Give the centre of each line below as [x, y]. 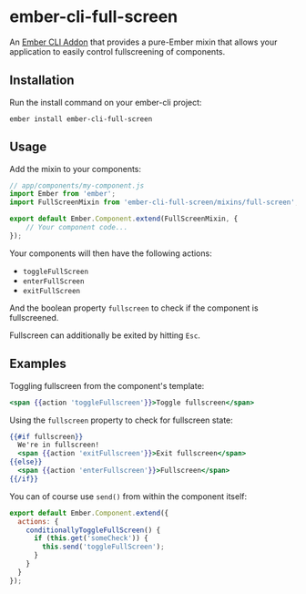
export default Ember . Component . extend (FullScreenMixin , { [124, 219]
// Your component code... [77, 228]
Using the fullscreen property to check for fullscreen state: [122, 420]
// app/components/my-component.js [77, 185]
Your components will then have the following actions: [111, 253]
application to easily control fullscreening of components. [117, 51]
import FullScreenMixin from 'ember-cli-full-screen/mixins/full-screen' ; [154, 202]
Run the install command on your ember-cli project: [106, 102]
